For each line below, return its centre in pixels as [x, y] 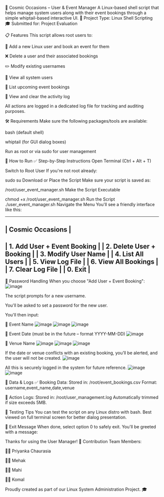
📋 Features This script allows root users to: [49, 35]
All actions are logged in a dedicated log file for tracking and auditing [74, 106]
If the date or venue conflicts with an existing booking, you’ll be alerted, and [81, 353]
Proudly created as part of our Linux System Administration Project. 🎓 [76, 489]
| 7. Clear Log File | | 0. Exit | [48, 269]
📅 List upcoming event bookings [37, 87]
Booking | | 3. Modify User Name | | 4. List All [74, 254]
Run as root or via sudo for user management [51, 151]
